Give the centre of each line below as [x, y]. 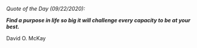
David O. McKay [26, 38]
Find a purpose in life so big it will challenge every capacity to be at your [98, 20]
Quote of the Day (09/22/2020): [46, 9]
